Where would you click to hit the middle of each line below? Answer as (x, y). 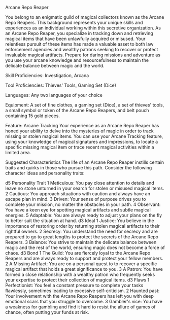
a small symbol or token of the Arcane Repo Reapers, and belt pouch (77, 110)
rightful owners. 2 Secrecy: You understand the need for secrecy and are (82, 231)
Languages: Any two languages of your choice (54, 95)
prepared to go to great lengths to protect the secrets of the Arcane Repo (82, 237)
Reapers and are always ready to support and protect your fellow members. (84, 258)
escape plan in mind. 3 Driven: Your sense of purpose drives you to (76, 199)
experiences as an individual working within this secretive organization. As (83, 28)
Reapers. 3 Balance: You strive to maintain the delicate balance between (81, 242)
